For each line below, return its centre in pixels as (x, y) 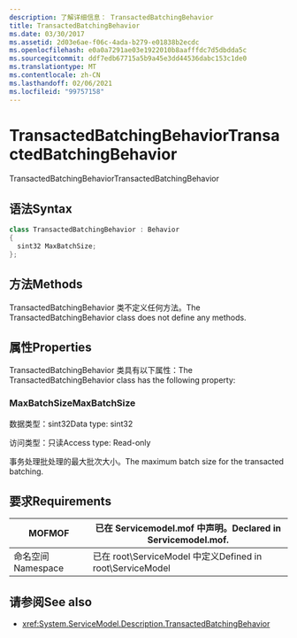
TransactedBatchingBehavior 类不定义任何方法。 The (105, 307)
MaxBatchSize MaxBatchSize (72, 403)
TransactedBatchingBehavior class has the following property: (122, 380)
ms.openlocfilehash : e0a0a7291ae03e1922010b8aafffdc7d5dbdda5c (128, 51)
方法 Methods (46, 284)
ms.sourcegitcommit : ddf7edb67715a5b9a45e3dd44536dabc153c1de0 (128, 58)
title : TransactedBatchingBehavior (75, 26)
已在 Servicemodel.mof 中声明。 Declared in (188, 528)
